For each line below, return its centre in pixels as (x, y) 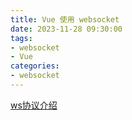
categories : (35, 66)
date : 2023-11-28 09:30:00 (66, 29)
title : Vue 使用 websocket (65, 19)
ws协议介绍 (34, 105)
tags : (21, 38)
